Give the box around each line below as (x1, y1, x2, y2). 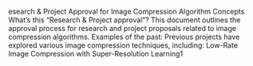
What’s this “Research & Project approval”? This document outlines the (8, 15, 241, 25)
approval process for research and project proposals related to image (8, 24, 237, 33)
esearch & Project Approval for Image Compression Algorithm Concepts (8, 7, 245, 16)
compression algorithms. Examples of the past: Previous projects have (8, 32, 240, 41)
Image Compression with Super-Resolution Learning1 (8, 49, 184, 58)
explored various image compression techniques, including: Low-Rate (8, 41, 238, 50)
